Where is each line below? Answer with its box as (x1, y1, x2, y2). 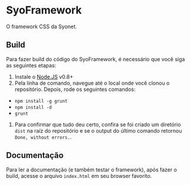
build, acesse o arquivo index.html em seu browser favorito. (6, 172, 152, 179)
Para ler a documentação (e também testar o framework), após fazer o (6, 166, 177, 173)
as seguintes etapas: (6, 62, 56, 69)
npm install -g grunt (14, 98, 68, 104)
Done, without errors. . (14, 133, 72, 140)
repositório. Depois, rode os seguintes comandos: (14, 86, 136, 93)
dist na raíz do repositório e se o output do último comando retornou (14, 127, 182, 134)
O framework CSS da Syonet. (6, 23, 78, 30)
